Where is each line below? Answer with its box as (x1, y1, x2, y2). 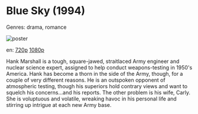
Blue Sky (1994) (6, 4, 86, 18)
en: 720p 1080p (6, 46, 44, 53)
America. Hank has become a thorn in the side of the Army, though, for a (6, 70, 183, 77)
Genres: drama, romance (6, 24, 67, 31)
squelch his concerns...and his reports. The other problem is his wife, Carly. (6, 89, 191, 96)
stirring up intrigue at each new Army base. (6, 101, 112, 108)
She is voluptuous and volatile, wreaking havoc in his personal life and (6, 95, 177, 102)
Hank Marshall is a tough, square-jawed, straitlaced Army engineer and (6, 58, 180, 65)
